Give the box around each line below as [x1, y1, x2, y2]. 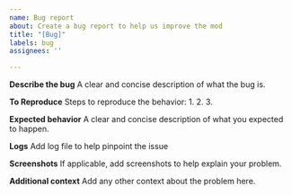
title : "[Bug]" [9, 30, 66, 39]
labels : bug [9, 38, 54, 48]
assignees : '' [9, 47, 63, 56]
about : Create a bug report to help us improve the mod [9, 22, 223, 31]
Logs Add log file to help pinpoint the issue [9, 141, 169, 152]
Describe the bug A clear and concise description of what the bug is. [9, 79, 266, 90]
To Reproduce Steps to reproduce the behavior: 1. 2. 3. [9, 96, 213, 108]
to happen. [9, 123, 49, 135]
